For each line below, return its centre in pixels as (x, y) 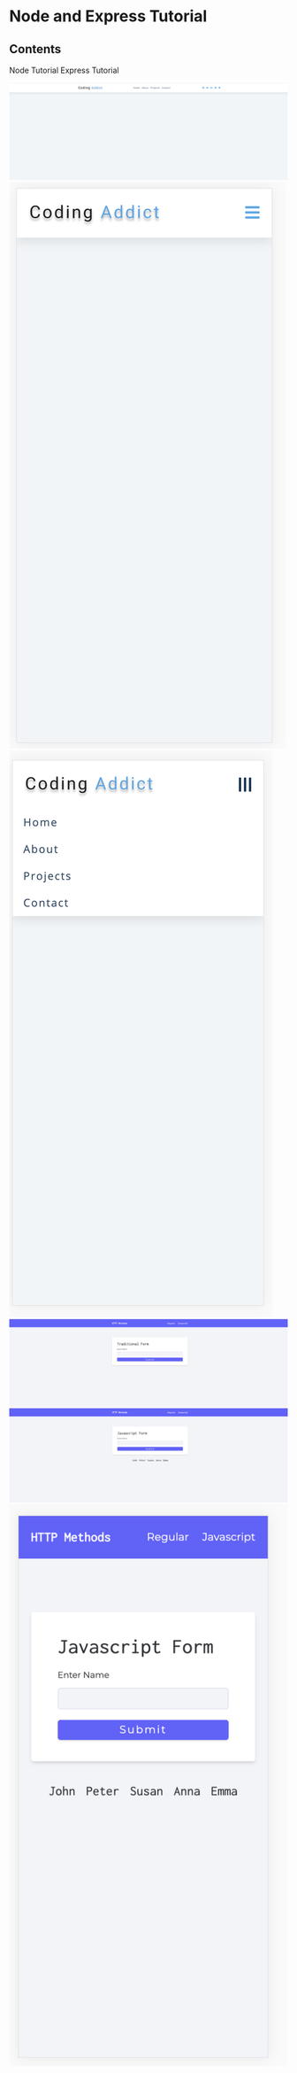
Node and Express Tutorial (108, 16)
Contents (35, 49)
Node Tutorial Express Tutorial (64, 70)
